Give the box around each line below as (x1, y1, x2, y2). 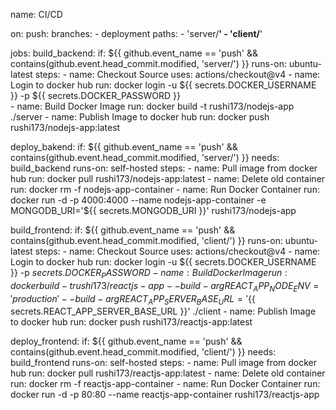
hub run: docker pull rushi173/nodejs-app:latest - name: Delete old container (10, 173, 326, 184)
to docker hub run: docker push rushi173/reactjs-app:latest (10, 316, 253, 328)
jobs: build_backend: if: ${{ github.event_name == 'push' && (10, 47, 259, 59)
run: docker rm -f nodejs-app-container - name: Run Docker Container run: (10, 184, 320, 195)
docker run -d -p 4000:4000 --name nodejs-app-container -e (10, 194, 267, 206)
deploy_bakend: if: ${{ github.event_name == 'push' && (10, 141, 238, 153)
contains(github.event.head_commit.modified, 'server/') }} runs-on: (10, 58, 287, 69)
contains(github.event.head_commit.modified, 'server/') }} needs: (10, 152, 280, 163)
